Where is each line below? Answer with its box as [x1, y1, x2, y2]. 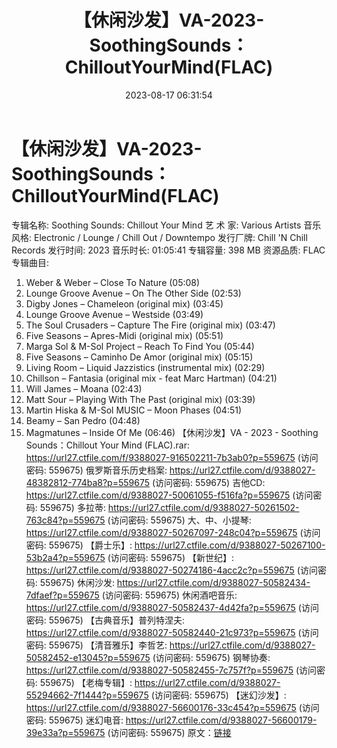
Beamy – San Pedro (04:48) [25, 414, 141, 426]
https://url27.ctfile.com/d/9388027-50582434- [116, 576, 311, 588]
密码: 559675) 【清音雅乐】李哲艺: [25, 639, 168, 651]
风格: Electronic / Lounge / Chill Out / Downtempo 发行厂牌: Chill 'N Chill [11, 231, 308, 243]
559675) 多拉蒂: [39, 501, 106, 513]
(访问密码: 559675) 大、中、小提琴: [107, 514, 252, 526]
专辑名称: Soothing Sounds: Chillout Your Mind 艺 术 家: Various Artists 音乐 [11, 219, 322, 231]
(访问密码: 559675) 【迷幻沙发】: [150, 689, 287, 701]
